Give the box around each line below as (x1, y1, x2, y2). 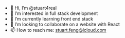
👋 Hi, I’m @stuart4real (10, 5, 57, 11)
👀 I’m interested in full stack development (10, 10, 98, 16)
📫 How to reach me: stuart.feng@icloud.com (10, 27, 106, 33)
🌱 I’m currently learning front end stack (10, 16, 94, 22)
